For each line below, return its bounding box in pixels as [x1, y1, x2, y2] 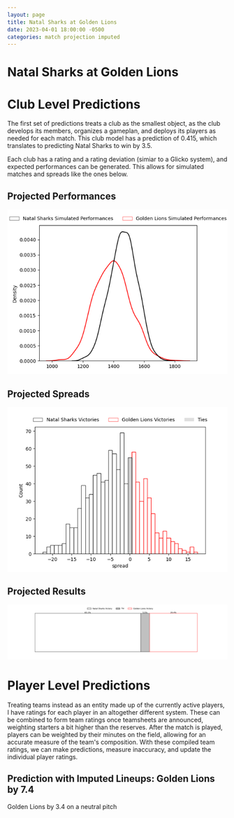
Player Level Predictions [7, 678, 151, 693]
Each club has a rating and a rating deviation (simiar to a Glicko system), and [7, 155, 228, 163]
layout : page [7, 11, 45, 18]
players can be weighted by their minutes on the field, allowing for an [7, 730, 206, 738]
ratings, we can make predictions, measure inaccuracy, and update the [7, 745, 212, 754]
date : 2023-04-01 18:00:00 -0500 [7, 26, 105, 33]
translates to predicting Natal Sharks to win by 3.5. [7, 142, 152, 150]
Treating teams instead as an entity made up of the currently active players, [7, 701, 225, 709]
